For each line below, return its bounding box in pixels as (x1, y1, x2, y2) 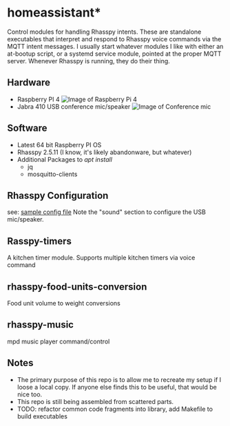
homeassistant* (7, 5, 101, 21)
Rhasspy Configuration (7, 189, 109, 201)
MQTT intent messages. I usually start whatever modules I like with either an (7, 42, 224, 50)
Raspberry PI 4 (17, 95, 60, 103)
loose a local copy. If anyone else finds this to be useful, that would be (17, 383, 217, 391)
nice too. (17, 390, 43, 398)
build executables (17, 412, 67, 420)
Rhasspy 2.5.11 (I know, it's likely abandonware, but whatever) (17, 148, 192, 156)
